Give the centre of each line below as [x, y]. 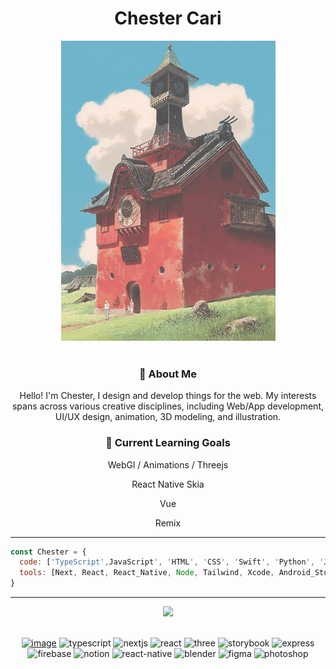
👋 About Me [168, 374]
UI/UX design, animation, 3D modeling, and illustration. [168, 417]
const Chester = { [48, 552]
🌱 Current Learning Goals [168, 443]
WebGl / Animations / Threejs [168, 464]
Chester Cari [168, 18]
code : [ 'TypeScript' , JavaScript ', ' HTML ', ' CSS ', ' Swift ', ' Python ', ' [172, 562]
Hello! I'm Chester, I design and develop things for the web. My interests [168, 396]
